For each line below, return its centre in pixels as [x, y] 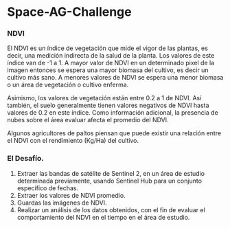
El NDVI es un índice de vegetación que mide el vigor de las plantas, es [107, 48]
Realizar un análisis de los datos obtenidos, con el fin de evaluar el [111, 209]
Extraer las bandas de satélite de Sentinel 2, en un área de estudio [111, 173]
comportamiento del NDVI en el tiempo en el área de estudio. [103, 217]
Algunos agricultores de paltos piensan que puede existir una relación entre [114, 133]
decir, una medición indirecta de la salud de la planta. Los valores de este [111, 56]
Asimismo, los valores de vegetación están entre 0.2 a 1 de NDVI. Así [104, 98]
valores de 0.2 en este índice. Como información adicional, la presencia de [113, 113]
